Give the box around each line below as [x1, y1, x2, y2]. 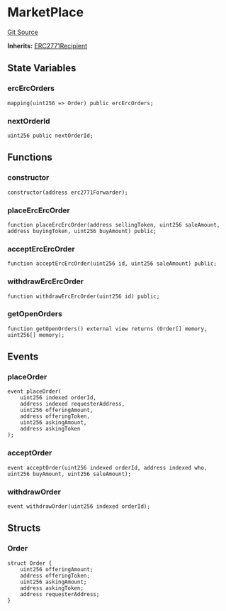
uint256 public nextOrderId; [7, 132, 94, 139]
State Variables [7, 62, 77, 75]
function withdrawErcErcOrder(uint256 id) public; [7, 293, 160, 300]
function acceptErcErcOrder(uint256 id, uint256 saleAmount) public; [7, 260, 217, 267]
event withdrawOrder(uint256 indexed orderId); [7, 503, 151, 510]
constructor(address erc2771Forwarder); [7, 189, 129, 196]
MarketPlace [7, 4, 84, 21]
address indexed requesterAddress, [20, 401, 125, 408]
